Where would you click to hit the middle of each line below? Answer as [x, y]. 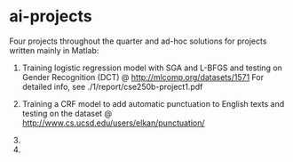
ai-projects [51, 16]
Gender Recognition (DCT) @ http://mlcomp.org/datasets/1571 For [143, 77]
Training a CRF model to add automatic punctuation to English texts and [153, 103]
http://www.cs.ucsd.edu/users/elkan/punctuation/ [114, 123]
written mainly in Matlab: [54, 50]
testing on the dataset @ [67, 113]
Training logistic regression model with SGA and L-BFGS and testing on [152, 68]
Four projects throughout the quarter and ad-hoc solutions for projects [138, 41]
